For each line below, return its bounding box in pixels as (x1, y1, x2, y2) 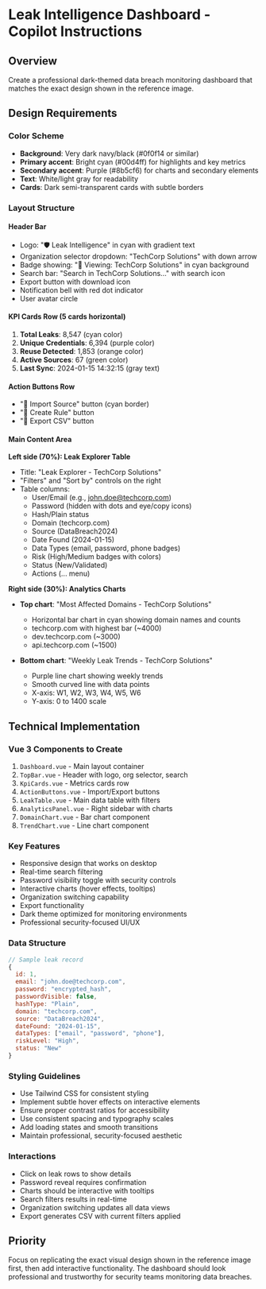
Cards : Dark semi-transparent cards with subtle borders (19, 182, 204, 192)
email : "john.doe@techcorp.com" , (15, 978, 126, 986)
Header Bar (8, 222, 47, 231)
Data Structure (8, 938, 67, 949)
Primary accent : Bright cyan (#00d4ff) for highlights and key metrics (19, 157, 246, 166)
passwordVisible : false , (15, 992, 98, 1001)
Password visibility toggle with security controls (19, 876, 176, 885)
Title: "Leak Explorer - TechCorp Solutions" (19, 468, 162, 477)
